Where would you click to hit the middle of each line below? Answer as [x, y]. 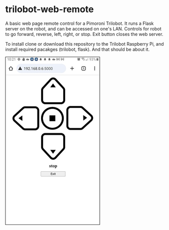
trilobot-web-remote [50, 9]
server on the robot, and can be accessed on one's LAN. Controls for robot [83, 28]
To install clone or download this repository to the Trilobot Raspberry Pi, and [85, 44]
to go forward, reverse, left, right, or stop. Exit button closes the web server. [84, 34]
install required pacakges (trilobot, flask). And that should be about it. [78, 49]
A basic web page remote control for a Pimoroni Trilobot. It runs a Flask [79, 23]
